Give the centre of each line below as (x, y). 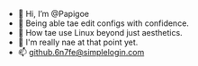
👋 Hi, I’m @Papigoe (54, 14)
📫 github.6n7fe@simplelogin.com (81, 52)
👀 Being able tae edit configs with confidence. (103, 23)
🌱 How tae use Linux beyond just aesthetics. (100, 33)
